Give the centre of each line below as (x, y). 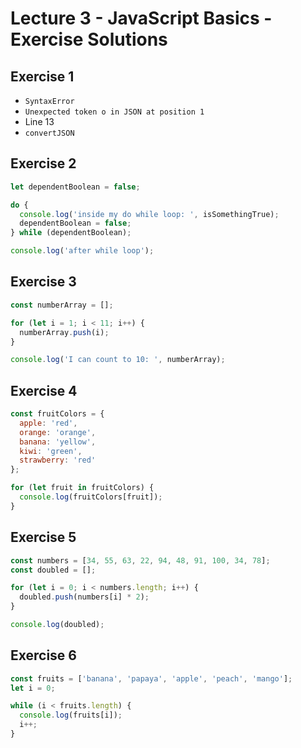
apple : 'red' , (48, 423)
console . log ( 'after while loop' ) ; (82, 251)
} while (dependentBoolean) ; (71, 233)
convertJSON (49, 133)
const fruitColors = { (57, 414)
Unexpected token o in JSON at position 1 (114, 112)
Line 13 (39, 121)
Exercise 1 (42, 76)
